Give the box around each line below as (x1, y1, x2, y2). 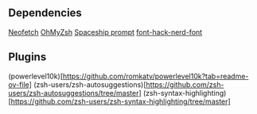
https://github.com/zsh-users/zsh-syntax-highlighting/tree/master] (10, 97, 231, 106)
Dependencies (8, 6, 82, 20)
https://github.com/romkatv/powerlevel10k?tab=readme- (62, 71, 249, 81)
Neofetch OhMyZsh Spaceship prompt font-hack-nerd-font (8, 27, 203, 36)
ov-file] (8, 79, 32, 89)
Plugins (8, 51, 47, 64)
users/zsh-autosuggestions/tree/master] (8, 88, 142, 97)
